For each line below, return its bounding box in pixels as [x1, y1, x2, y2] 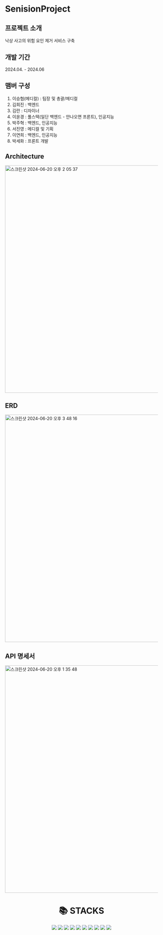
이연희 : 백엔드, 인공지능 [12, 132, 58, 138]
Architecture [5, 152, 45, 161]
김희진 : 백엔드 [12, 101, 40, 107]
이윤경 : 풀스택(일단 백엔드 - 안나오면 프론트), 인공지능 [12, 114, 114, 119]
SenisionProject [5, 3, 70, 15]
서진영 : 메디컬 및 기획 [12, 126, 54, 131]
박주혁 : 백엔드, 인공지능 [12, 120, 58, 126]
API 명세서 [5, 652, 35, 660]
